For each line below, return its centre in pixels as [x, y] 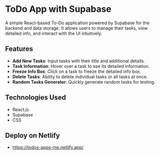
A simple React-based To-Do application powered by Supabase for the [77, 23]
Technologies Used [35, 98]
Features [19, 49]
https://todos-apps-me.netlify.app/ [48, 148]
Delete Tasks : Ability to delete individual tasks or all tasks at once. [80, 77]
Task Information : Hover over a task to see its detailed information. [81, 66]
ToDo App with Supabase [58, 9]
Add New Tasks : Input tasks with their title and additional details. [79, 61]
